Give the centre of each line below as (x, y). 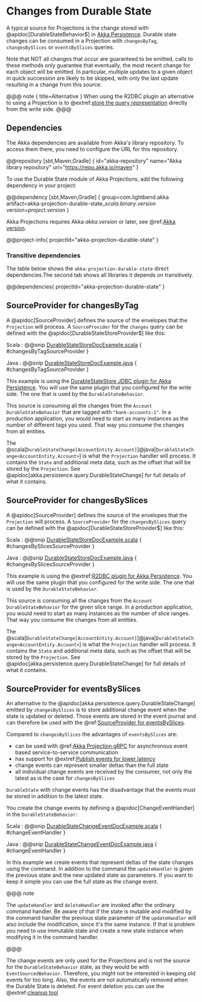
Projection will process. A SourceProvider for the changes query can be (95, 326)
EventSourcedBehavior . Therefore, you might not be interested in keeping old (101, 974)
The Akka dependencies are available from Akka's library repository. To (95, 143)
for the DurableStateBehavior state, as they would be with (78, 967)
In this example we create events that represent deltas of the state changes (100, 862)
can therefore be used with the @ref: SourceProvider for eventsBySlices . (96, 723)
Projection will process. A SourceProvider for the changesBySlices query (96, 522)
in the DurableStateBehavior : (42, 815)
